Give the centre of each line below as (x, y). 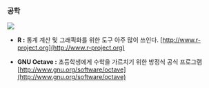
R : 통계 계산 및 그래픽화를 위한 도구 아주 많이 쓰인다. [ (90, 40)
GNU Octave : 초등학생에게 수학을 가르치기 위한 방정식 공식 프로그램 (109, 62)
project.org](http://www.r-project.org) (71, 48)
